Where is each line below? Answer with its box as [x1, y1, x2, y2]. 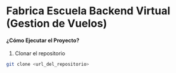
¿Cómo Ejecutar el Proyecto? [6, 37, 79, 44]
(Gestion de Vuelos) [6, 17, 107, 30]
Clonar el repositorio [14, 50, 66, 57]
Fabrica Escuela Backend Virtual [6, 4, 171, 18]
